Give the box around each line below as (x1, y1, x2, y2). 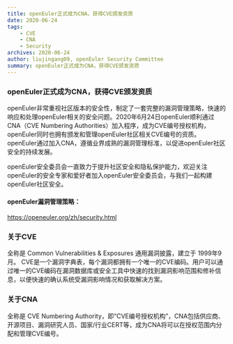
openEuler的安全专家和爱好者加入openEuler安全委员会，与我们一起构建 (7, 171, 213, 179)
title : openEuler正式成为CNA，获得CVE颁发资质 (7, 10, 134, 17)
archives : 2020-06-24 (7, 50, 70, 57)
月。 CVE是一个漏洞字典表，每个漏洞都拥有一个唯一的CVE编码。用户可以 (7, 258, 218, 266)
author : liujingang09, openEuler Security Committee (7, 56, 164, 63)
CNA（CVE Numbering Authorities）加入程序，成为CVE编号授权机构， (7, 121, 210, 129)
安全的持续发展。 (7, 148, 57, 156)
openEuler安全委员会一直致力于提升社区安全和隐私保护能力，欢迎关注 (7, 162, 208, 171)
